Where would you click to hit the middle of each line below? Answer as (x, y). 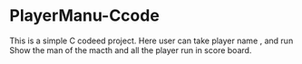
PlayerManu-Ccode (85, 16)
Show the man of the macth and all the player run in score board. (131, 50)
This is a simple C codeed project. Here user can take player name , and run (151, 41)
